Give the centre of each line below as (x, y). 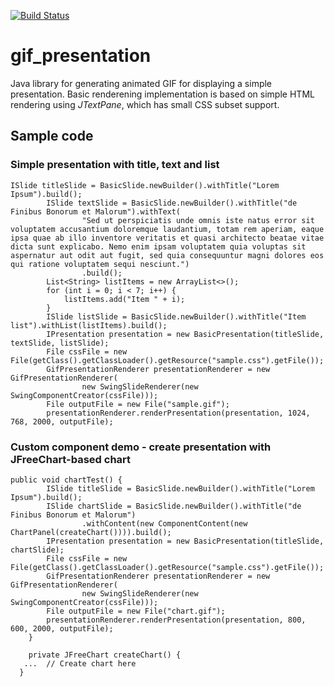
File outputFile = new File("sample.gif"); (138, 404)
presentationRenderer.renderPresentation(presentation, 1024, (178, 413)
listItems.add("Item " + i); (124, 299)
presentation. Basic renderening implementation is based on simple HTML (162, 94)
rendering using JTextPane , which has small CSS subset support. (145, 104)
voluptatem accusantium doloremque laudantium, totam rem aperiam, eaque (167, 229)
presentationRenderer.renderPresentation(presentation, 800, (176, 620)
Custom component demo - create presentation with (141, 447)
